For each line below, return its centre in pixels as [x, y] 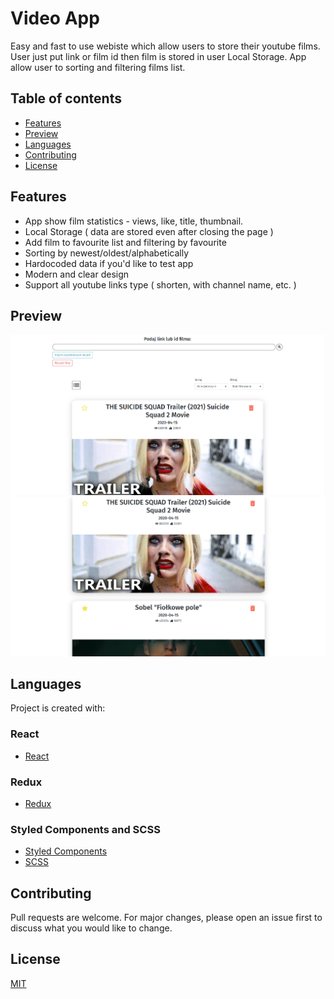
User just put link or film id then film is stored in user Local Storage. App [158, 56]
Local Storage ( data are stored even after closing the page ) [149, 231]
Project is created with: [58, 708]
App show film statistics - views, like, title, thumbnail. [134, 221]
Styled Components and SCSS [85, 829]
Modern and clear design [77, 274]
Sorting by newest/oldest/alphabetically [107, 253]
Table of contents [66, 98]
